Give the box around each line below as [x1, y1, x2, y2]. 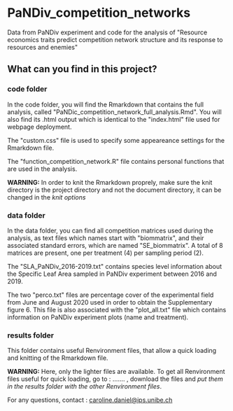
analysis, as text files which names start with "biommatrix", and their [7, 233, 204, 242]
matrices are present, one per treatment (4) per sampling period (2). [7, 249, 204, 257]
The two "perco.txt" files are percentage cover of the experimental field [7, 291, 214, 299]
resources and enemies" [7, 43, 78, 51]
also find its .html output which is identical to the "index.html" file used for [7, 115, 220, 123]
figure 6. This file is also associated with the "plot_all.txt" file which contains [7, 305, 227, 314]
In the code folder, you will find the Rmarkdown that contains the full [7, 100, 204, 109]
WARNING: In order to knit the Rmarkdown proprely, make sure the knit [7, 178, 213, 186]
